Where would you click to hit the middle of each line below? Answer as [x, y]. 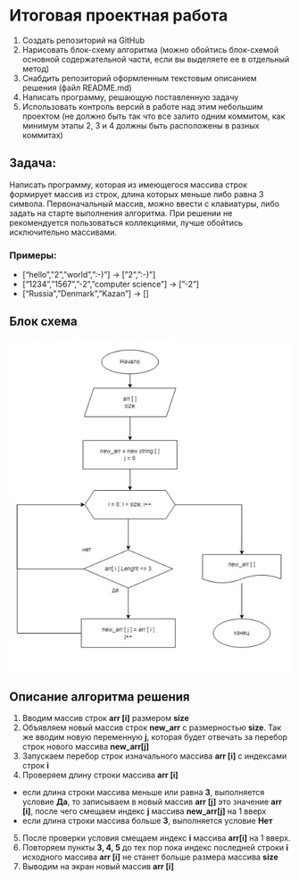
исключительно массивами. [63, 232]
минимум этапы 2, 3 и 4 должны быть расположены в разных [141, 125]
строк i [35, 766]
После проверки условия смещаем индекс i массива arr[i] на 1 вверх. [156, 838]
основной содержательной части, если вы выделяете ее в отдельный [156, 59]
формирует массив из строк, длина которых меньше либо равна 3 [137, 194]
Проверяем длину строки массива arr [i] [100, 775]
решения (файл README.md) [77, 87]
